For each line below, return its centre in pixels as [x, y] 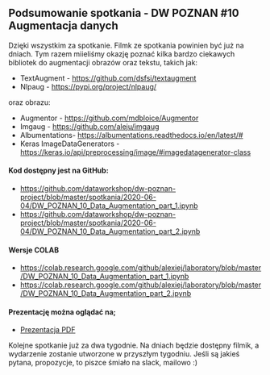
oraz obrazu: [29, 102]
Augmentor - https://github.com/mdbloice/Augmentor [109, 118]
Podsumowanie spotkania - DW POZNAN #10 [124, 13]
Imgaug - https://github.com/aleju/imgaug [89, 126]
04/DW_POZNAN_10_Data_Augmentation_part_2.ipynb [110, 231]
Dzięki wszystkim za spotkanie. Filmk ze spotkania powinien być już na [126, 45]
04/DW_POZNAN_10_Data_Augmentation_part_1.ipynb [109, 206]
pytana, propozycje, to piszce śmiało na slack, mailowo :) [103, 363]
